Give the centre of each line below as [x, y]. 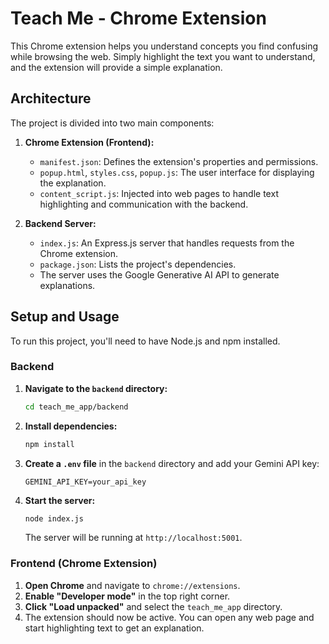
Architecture [51, 98]
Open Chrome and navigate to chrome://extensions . [132, 585]
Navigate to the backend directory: [96, 388]
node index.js [54, 518]
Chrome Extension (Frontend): [89, 142]
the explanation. [73, 183]
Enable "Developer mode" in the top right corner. [127, 596]
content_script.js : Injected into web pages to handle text [159, 193]
